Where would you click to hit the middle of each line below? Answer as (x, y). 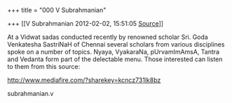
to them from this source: (44, 66)
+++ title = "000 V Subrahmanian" (57, 10)
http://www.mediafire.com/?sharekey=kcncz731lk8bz (84, 80)
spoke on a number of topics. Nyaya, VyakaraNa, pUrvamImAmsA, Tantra (113, 52)
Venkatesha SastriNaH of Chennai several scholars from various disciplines (116, 44)
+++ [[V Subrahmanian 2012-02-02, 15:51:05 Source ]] (85, 23)
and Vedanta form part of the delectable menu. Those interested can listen (115, 59)
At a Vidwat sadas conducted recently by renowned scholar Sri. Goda (108, 37)
